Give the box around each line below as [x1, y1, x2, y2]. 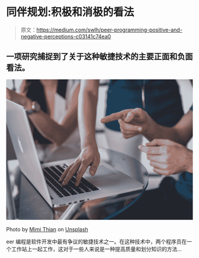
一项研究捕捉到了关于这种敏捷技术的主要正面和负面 [6, 52, 193, 62]
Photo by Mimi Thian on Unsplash [6, 225, 89, 232]
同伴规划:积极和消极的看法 [6, 5, 134, 19]
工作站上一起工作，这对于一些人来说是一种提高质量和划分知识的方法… [11, 245, 182, 253]
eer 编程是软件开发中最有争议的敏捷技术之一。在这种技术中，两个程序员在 [6, 238, 187, 245]
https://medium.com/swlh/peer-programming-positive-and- [36, 26, 182, 33]
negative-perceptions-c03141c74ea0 [20, 33, 111, 40]
